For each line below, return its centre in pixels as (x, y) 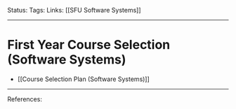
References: (25, 99)
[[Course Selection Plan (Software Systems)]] (83, 79)
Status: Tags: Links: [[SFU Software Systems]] (74, 10)
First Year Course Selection (89, 45)
